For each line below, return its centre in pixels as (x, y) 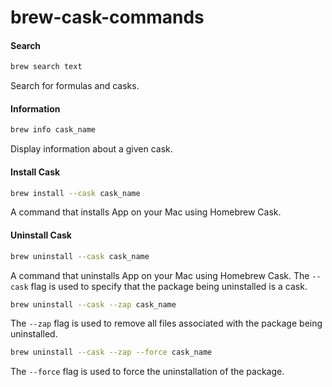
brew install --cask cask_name (75, 193)
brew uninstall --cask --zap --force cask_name (111, 352)
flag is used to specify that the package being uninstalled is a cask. (169, 286)
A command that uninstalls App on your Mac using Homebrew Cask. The (160, 275)
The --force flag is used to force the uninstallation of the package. (147, 372)
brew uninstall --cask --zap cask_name (93, 304)
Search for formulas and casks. (75, 86)
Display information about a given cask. (91, 149)
